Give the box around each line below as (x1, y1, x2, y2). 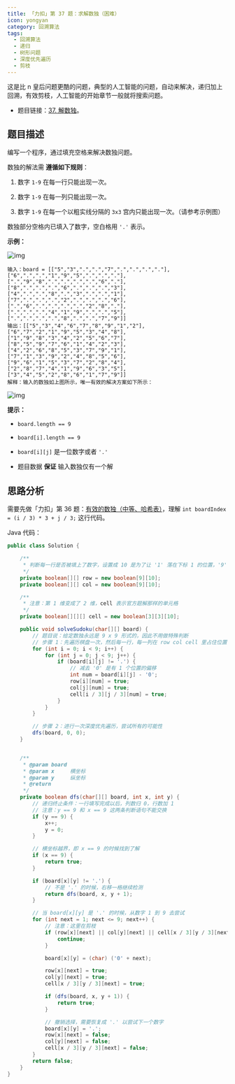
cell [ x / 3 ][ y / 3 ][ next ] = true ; (44, 980, 145, 987)
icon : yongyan (7, 17, 49, 24)
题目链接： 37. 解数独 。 (17, 106, 83, 114)
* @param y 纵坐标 (22, 774, 86, 781)
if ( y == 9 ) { (32, 813, 73, 820)
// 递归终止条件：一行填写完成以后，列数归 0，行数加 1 (32, 800, 174, 807)
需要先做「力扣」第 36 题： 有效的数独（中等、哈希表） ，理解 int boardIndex (7, 505, 227, 513)
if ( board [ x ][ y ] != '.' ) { (32, 877, 111, 885)
